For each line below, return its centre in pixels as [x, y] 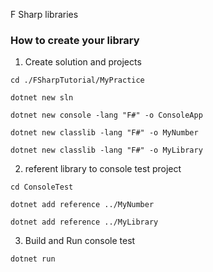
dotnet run [33, 259]
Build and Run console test [80, 241]
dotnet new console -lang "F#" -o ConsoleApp [106, 115]
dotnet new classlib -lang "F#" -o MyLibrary [106, 150]
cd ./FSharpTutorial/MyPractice [77, 80]
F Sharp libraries [44, 14]
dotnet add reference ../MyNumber [82, 205]
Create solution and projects [83, 62]
